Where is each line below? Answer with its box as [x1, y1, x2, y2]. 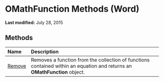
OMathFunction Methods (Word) [5, 3, 140, 15]
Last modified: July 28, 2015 [5, 20, 63, 25]
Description [31, 48, 59, 55]
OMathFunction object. [31, 68, 85, 75]
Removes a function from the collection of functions [31, 56, 150, 63]
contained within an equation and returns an [31, 62, 132, 69]
